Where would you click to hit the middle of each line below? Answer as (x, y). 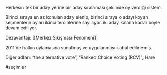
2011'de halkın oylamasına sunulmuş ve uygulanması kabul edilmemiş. (79, 47)
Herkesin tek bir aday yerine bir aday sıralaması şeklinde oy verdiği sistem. (84, 7)
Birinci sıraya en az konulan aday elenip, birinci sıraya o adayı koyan (77, 17)
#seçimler (16, 67)
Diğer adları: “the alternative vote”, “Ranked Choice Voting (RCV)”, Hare (80, 57)
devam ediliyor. (21, 28)
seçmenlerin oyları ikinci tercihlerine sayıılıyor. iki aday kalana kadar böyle (83, 23)
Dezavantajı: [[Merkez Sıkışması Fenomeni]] (52, 38)
